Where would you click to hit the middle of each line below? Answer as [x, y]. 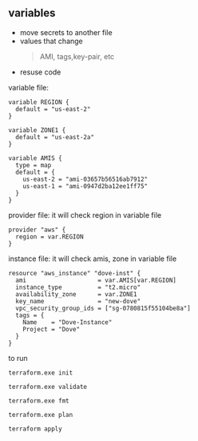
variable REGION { [39, 102]
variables [32, 13]
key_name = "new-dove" [78, 301]
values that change [51, 41]
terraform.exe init [41, 373]
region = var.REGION [49, 237]
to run [18, 358]
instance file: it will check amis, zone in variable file [93, 259]
